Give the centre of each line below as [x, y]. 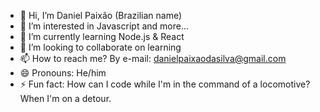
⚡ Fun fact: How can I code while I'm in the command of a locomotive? [165, 84]
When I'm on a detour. [65, 98]
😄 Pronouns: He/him [63, 73]
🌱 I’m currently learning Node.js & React [102, 36]
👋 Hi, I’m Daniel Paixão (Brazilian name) [101, 15]
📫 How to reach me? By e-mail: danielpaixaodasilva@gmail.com [153, 58]
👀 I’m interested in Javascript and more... [104, 26]
